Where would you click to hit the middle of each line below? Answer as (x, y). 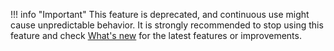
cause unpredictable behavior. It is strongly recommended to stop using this (167, 25)
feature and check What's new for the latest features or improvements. (156, 35)
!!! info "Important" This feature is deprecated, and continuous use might (160, 14)
